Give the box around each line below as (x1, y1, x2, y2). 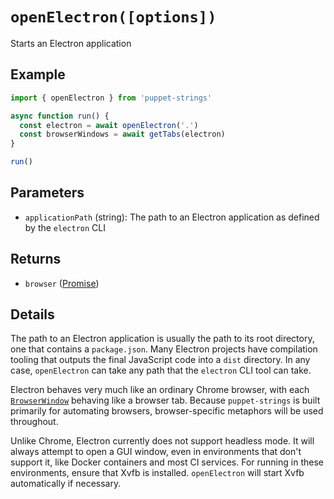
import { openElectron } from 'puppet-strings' (10, 93, 213, 103)
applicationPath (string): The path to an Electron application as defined (24, 211, 320, 223)
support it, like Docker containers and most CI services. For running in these (10, 456, 324, 468)
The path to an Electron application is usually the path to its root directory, (10, 333, 315, 345)
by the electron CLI (24, 221, 106, 233)
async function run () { (10, 111, 110, 121)
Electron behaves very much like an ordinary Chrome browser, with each (10, 384, 310, 396)
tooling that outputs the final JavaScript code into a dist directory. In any (10, 354, 311, 366)
